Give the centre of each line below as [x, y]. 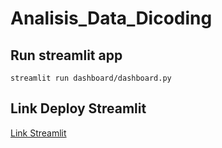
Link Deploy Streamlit [78, 108]
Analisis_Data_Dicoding [111, 18]
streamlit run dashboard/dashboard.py [91, 78]
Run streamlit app [66, 55]
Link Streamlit [38, 133]
